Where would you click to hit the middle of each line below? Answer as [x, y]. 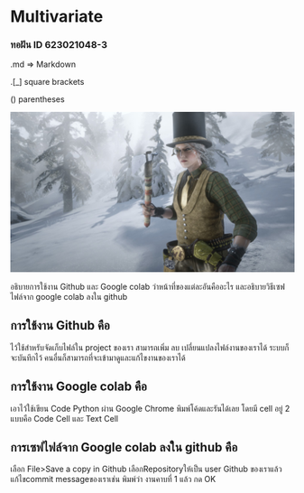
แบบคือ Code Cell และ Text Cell [64, 418]
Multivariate [57, 17]
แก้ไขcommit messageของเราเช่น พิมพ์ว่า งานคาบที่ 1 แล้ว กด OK [113, 479]
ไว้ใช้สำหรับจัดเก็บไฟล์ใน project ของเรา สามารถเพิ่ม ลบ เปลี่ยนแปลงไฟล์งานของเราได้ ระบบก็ [150, 347]
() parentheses [38, 99]
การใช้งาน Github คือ [60, 326]
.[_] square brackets [47, 82]
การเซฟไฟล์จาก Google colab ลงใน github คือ [124, 447]
